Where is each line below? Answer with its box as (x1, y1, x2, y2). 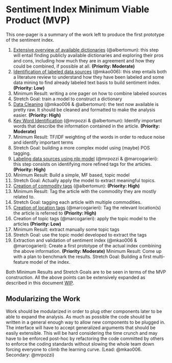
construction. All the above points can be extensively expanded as (6, 274, 145, 280)
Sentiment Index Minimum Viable (6, 4, 150, 15)
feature (13, 259, 29, 265)
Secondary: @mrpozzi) (6, 352, 55, 358)
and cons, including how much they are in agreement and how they (13, 57, 155, 63)
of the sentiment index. (6, 37, 55, 43)
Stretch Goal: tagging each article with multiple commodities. (13, 199, 142, 205)
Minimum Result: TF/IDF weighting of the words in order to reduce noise (13, 134, 165, 140)
